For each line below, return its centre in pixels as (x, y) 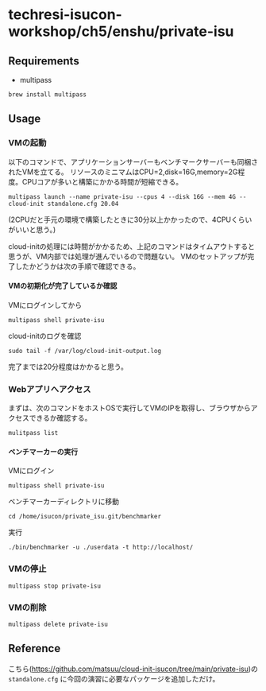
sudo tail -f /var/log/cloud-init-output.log (85, 351)
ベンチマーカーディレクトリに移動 (64, 502)
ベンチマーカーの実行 (43, 452)
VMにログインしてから (45, 305)
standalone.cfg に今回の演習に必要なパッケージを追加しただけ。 (114, 678)
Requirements (44, 61)
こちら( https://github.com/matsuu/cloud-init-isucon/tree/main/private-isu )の (133, 669)
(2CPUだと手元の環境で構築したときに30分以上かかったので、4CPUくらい (130, 219)
